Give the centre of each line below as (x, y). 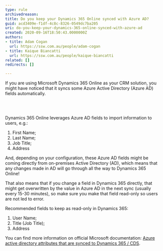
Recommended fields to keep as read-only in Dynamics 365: (67, 209)
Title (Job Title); (29, 223)
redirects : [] (20, 65)
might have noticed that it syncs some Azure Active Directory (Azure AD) (79, 88)
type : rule (16, 10)
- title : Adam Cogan (26, 42)
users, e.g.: (17, 123)
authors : (14, 37)
